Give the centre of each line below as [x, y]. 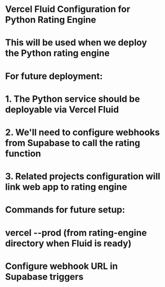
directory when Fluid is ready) [68, 243]
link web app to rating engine [66, 187]
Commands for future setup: [65, 210]
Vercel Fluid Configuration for [68, 9]
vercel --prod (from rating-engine [76, 233]
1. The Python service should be [73, 99]
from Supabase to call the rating [73, 143]
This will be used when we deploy [76, 43]
